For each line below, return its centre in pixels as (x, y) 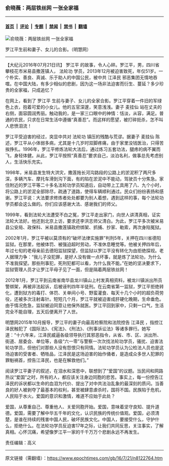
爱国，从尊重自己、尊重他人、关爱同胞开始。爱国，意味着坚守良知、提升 (80, 407)
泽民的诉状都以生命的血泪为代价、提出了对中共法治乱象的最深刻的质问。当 (82, 383)
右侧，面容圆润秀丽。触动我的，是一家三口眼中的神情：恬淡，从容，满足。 (82, 113)
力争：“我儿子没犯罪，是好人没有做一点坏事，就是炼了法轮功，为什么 (90, 257)
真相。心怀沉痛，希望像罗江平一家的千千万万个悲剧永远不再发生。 (73, 432)
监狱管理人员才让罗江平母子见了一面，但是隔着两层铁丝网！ (67, 269)
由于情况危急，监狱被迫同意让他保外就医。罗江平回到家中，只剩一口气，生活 (84, 305)
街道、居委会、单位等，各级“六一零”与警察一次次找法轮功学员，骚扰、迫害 (82, 341)
